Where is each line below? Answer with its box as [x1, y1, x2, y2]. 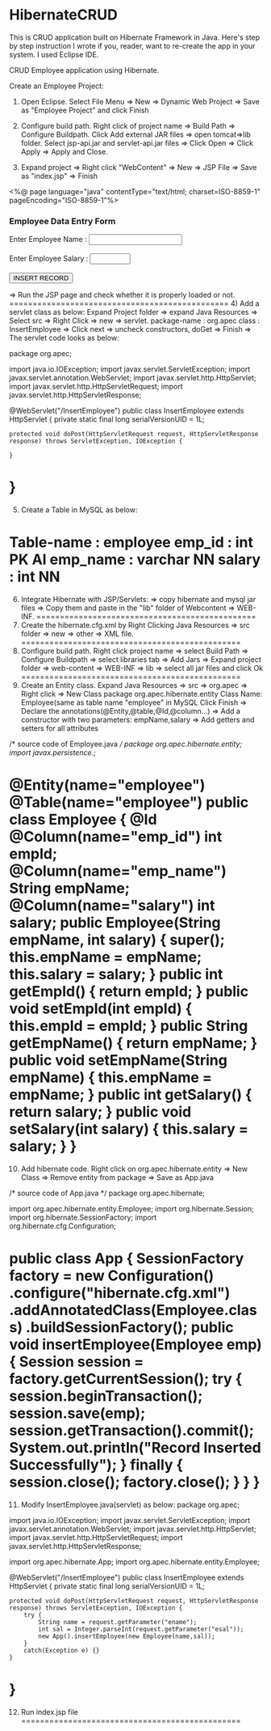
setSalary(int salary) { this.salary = [9, 1120, 249, 1139]
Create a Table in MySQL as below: [20, 505, 138, 515]
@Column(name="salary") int [9, 897, 215, 915]
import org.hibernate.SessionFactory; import [9, 1212, 157, 1223]
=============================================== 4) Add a [9, 299, 260, 308]
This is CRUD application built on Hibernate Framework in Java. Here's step [9, 32, 261, 42]
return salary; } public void [9, 1103, 192, 1122]
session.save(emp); [9, 1404, 146, 1423]
